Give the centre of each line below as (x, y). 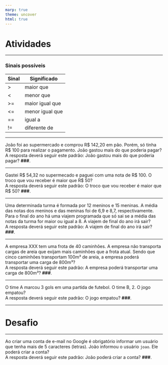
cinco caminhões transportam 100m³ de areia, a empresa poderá (72, 257)
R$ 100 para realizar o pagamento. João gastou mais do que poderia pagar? (83, 150)
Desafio (22, 322)
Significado (44, 78)
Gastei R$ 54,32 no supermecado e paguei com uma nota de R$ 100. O (78, 175)
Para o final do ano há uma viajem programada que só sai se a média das (80, 216)
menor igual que (44, 111)
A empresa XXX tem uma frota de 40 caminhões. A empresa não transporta (83, 246)
